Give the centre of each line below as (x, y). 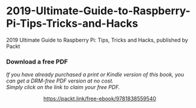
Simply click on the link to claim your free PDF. (63, 87)
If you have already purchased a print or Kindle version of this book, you (95, 75)
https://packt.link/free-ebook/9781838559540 (100, 99)
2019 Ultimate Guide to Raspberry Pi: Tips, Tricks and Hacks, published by (97, 40)
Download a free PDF (37, 62)
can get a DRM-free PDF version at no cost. (60, 81)
